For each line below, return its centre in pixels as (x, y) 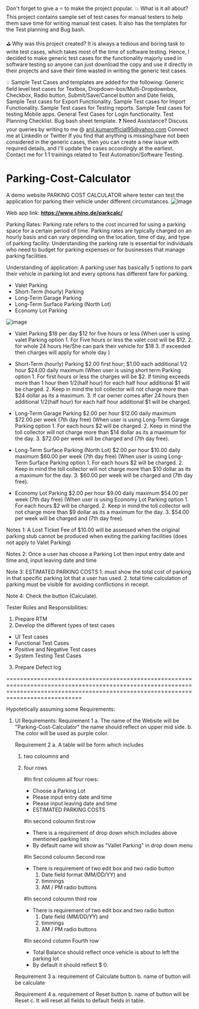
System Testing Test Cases (48, 656)
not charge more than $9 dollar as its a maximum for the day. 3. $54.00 (102, 512)
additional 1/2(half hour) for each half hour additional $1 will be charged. (103, 401)
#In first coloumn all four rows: (61, 779)
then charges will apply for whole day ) (62, 352)
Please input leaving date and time (75, 803)
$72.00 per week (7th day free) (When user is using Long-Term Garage (102, 419)
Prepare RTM (31, 619)
